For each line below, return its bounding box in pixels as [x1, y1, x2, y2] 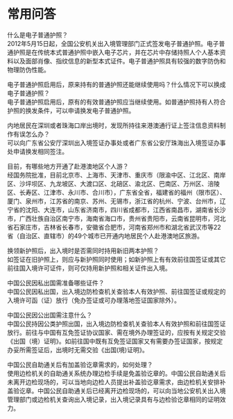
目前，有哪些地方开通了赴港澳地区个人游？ [7, 161, 129, 171]
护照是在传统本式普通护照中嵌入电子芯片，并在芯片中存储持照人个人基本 [12, 48, 220, 56]
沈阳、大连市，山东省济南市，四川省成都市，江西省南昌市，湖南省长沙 [25, 205, 226, 214]
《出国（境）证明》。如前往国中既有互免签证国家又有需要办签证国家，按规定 [7, 337, 223, 345]
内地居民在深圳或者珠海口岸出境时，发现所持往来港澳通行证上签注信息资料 [7, 121, 220, 129]
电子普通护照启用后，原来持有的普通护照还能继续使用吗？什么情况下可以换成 [7, 80, 226, 88]
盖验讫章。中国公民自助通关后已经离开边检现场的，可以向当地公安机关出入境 [7, 386, 226, 395]
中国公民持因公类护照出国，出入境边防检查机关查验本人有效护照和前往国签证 [7, 319, 226, 328]
